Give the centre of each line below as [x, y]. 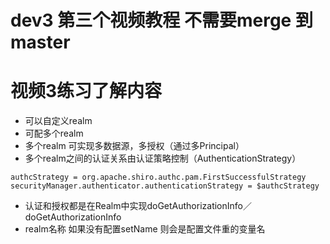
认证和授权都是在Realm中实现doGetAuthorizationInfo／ [138, 206]
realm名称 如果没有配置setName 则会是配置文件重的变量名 [145, 229]
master [40, 42]
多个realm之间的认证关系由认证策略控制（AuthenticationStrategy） [163, 158]
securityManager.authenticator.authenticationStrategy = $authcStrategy [165, 186]
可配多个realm [54, 133]
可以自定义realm [58, 121]
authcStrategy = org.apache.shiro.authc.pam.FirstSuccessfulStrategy [158, 177]
